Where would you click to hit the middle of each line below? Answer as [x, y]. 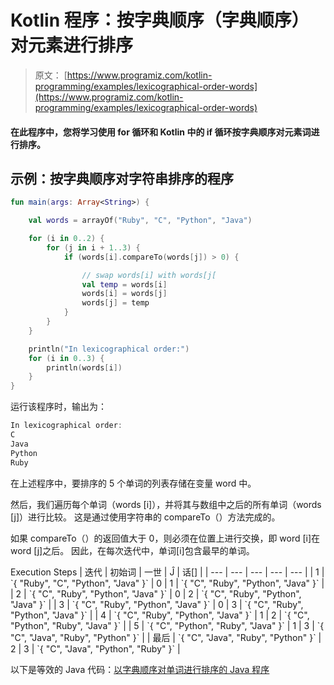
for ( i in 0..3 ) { [66, 358]
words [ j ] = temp [115, 303]
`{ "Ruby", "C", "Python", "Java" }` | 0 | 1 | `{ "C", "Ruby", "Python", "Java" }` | [167, 583]
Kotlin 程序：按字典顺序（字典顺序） [160, 20]
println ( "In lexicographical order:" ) [109, 349]
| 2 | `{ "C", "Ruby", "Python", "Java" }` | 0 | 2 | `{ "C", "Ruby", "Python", [156, 593]
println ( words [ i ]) [84, 367]
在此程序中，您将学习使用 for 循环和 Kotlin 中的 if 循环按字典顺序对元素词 [161, 132]
